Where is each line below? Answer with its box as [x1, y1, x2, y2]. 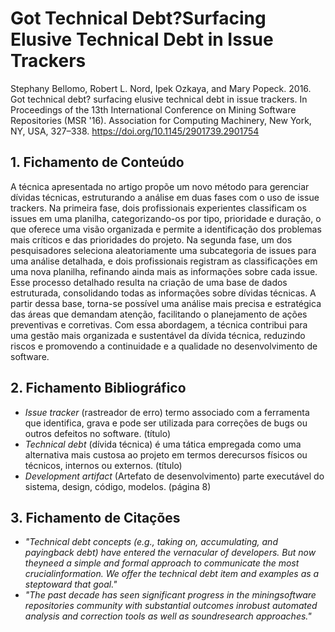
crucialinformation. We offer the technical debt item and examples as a [24, 568, 320, 580]
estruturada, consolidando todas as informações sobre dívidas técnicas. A [10, 287, 317, 299]
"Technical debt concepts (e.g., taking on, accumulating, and [24, 536, 278, 548]
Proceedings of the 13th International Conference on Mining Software [10, 103, 297, 116]
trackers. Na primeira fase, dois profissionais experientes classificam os [10, 202, 307, 214]
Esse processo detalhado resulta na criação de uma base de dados [10, 276, 288, 288]
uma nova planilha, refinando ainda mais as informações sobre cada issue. [10, 265, 318, 277]
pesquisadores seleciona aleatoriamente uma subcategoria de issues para [10, 244, 317, 256]
